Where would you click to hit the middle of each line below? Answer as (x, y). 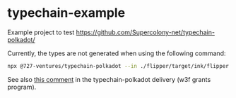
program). (22, 87)
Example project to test (41, 32)
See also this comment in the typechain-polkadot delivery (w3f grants (109, 79)
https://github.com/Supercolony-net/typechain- (146, 32)
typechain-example (66, 13)
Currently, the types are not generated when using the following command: (117, 53)
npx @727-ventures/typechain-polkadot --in (72, 66)
